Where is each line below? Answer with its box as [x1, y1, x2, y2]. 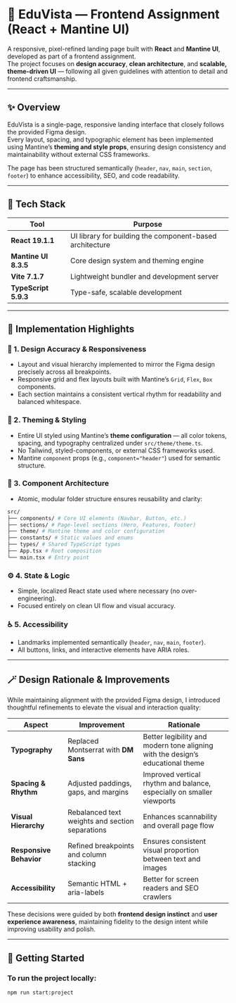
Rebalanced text [67, 807, 122, 817]
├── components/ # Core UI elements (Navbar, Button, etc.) [7, 515, 188, 522]
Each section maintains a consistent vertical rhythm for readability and [17, 390, 222, 398]
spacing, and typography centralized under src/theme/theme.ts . [17, 439, 203, 447]
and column [67, 850, 107, 859]
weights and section [67, 816, 135, 826]
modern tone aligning [143, 740, 214, 750]
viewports [143, 796, 176, 806]
